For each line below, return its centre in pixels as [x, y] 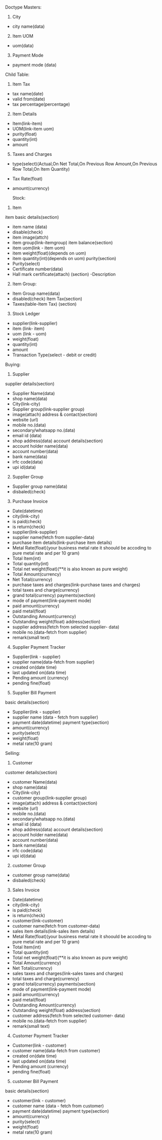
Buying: [13, 365]
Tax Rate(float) [27, 179]
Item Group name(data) [36, 293]
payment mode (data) [34, 65]
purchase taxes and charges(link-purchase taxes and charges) [76, 585]
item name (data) [30, 227]
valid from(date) [29, 99]
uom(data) [23, 46]
